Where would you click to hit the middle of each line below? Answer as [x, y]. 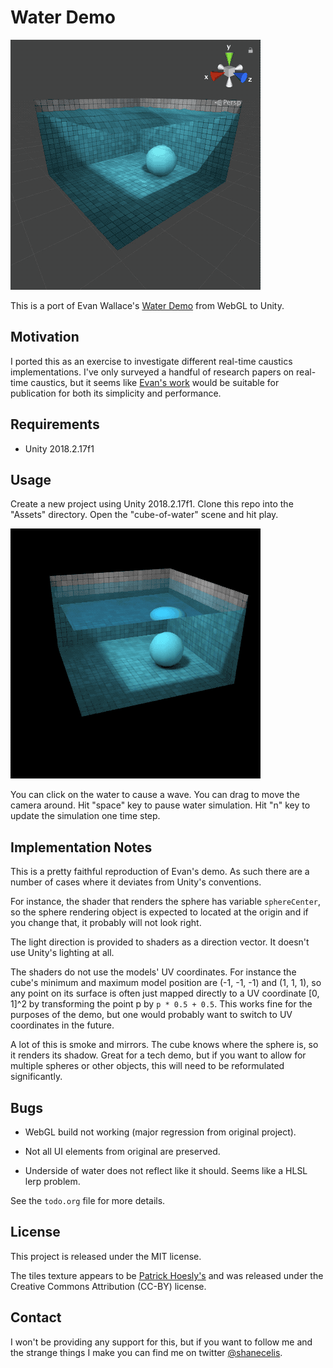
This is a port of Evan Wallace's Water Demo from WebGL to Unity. [147, 305]
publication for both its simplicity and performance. [116, 393]
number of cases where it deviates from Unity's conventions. [136, 882]
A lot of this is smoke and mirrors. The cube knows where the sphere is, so [164, 1045]
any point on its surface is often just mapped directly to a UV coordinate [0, [165, 993]
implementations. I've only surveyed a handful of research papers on [152, 372]
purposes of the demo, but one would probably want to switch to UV [151, 1015]
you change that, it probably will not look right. [106, 923]
